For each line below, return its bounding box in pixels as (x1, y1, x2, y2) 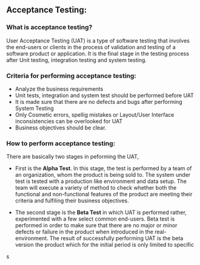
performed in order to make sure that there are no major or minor (15, 222, 178, 229)
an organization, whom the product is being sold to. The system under (15, 171, 191, 179)
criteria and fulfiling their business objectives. (15, 197, 129, 204)
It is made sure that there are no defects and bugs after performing (15, 98, 183, 105)
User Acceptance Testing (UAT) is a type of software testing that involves (6, 36, 190, 44)
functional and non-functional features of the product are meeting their (15, 191, 193, 198)
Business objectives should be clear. (15, 124, 107, 131)
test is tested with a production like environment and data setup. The (15, 177, 187, 185)
